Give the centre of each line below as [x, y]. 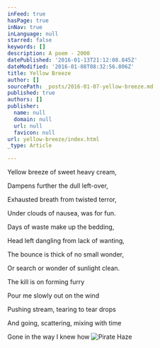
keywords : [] [27, 47]
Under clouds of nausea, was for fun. [62, 213]
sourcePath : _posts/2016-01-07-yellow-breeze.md [80, 86]
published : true [31, 93]
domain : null [33, 119]
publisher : [23, 106]
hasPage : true [28, 21]
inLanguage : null [33, 34]
